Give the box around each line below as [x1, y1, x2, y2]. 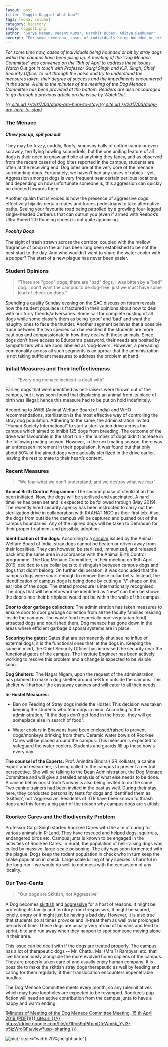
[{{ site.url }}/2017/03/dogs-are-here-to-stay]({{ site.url [5, 101, 120, 107]
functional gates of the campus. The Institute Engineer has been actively [5, 651, 155, 657]
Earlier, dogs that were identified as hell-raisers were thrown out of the [5, 386, 151, 392]
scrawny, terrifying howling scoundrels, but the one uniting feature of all [5, 148, 154, 154]
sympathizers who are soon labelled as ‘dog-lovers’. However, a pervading [5, 342, 159, 348]
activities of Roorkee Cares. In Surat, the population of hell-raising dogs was [5, 841, 163, 847]
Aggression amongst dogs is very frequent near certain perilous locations [5, 175, 158, 181]
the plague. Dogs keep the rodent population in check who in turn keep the [5, 851, 160, 857]
